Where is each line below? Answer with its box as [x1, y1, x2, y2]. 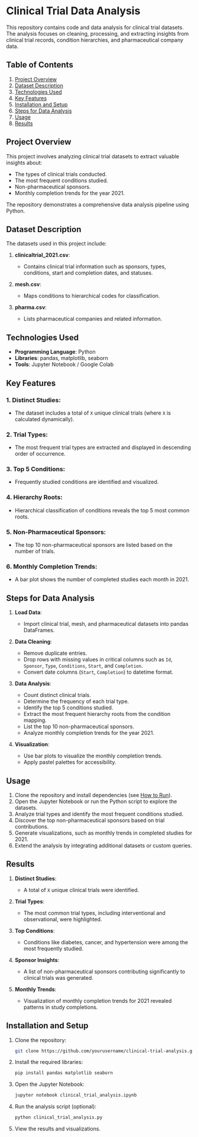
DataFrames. [23, 627, 55, 634]
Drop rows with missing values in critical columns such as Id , [23, 656, 173, 663]
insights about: [6, 159, 43, 166]
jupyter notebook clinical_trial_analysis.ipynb [14, 1093, 137, 1098]
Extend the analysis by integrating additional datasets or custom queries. [14, 842, 192, 849]
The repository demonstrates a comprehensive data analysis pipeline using [6, 200, 189, 208]
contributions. [14, 823, 49, 830]
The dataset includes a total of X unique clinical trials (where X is [14, 409, 171, 416]
